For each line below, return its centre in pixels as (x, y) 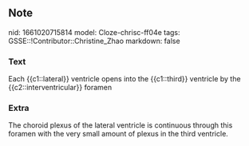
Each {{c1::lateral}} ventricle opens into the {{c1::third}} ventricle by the (125, 79)
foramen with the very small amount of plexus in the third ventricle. (119, 134)
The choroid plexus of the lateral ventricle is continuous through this (121, 125)
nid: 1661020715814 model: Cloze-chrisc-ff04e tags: (95, 32)
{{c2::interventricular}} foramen (60, 88)
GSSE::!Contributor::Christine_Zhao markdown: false (95, 41)
